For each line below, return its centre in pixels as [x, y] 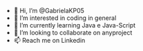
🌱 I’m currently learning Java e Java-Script [75, 25]
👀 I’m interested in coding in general [65, 18]
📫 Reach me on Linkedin [49, 40]
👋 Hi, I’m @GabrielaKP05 [49, 11]
